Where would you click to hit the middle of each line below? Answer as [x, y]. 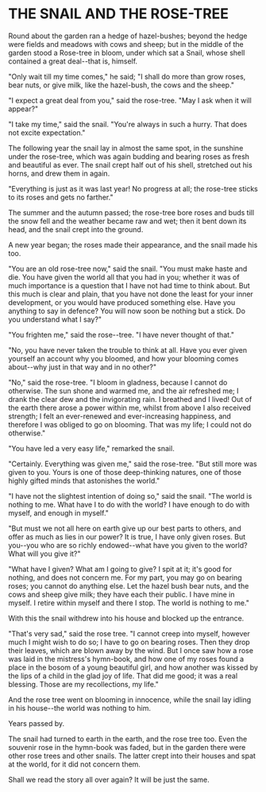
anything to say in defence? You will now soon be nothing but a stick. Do [127, 311]
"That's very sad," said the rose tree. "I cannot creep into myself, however [129, 633]
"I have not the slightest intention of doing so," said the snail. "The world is [130, 496]
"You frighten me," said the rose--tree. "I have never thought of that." [121, 334]
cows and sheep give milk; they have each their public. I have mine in [121, 594]
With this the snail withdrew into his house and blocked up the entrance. [126, 618]
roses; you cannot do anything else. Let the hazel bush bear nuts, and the [129, 585]
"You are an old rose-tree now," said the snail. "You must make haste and [128, 269]
